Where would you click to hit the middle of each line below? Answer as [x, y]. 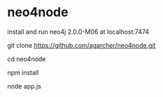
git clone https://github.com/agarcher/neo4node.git [81, 45]
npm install [23, 72]
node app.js [24, 86]
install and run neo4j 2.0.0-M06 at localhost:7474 [78, 32]
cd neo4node [27, 59]
